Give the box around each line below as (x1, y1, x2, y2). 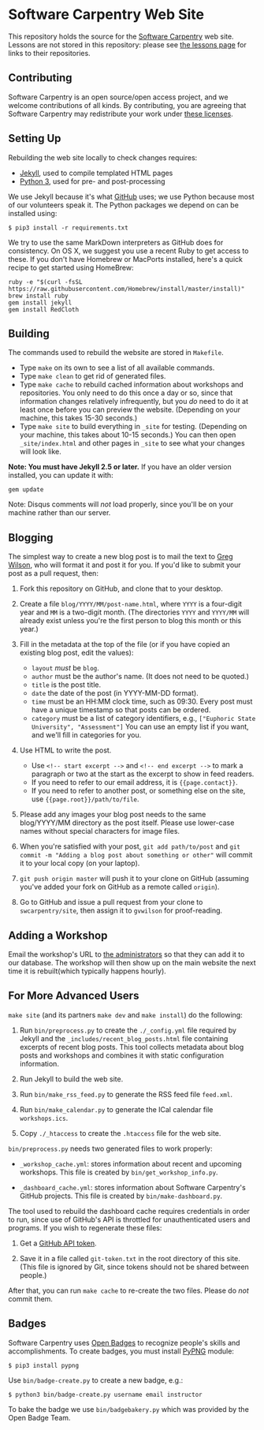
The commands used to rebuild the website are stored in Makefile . (8, 348, 224, 357)
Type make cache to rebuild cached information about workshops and (19, 380, 244, 390)
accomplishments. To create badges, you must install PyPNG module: (8, 1346, 235, 1356)
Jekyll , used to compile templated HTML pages (19, 168, 173, 177)
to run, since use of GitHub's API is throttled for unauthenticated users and (8, 1215, 251, 1224)
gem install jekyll (8, 298, 73, 307)
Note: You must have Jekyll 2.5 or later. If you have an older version (8, 462, 232, 472)
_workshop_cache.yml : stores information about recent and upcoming (19, 1159, 242, 1168)
